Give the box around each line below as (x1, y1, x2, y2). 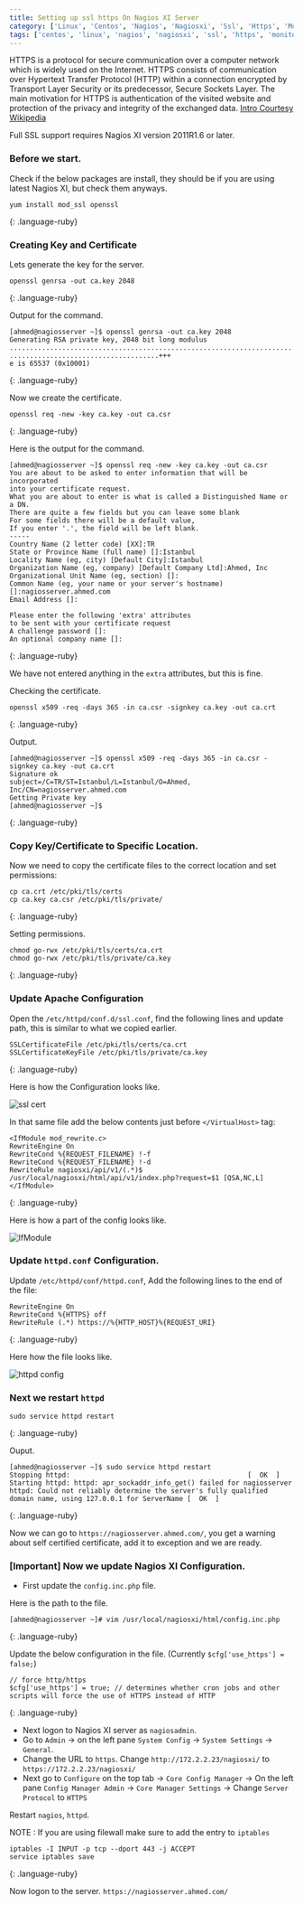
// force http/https (9, 1675, 87, 1685)
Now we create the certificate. (9, 392, 122, 403)
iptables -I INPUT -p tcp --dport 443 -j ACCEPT (9, 1844, 196, 1853)
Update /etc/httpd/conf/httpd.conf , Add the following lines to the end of (9, 1275, 283, 1286)
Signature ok (9, 769, 59, 778)
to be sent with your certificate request (9, 618, 171, 628)
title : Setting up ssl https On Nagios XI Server (9, 13, 200, 23)
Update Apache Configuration (9, 992, 144, 1005)
